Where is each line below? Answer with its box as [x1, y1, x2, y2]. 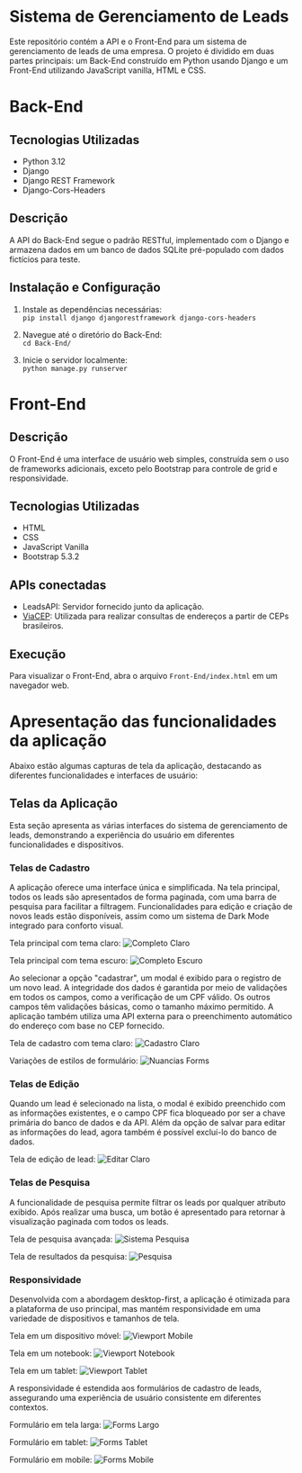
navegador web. [9, 680, 70, 691]
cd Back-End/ [22, 339, 72, 348]
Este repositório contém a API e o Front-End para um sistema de [9, 36, 247, 47]
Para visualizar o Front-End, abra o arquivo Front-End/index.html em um [9, 671, 279, 681]
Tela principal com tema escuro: [9, 955, 129, 966]
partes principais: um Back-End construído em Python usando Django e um [9, 55, 289, 66]
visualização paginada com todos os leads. [9, 1215, 169, 1226]
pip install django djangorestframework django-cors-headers [22, 313, 257, 322]
